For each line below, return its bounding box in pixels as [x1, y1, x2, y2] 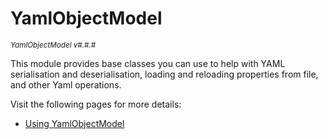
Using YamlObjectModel [24, 117, 125, 129]
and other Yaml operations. [10, 78, 122, 91]
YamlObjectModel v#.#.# [10, 40, 97, 50]
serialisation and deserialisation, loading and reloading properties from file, [10, 68, 319, 80]
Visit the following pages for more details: [10, 98, 182, 110]
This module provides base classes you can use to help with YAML [10, 57, 286, 69]
